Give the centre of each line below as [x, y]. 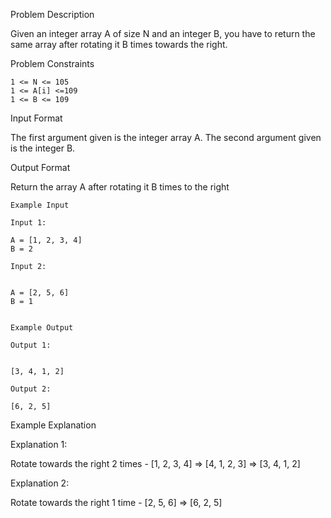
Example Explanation [53, 425]
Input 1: [28, 223]
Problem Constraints [52, 63]
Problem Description [52, 14]
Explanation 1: [39, 444]
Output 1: [31, 345]
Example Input [40, 205]
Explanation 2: [40, 483]
